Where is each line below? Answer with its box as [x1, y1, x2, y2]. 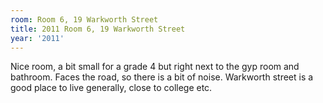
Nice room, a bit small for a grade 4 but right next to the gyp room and [10, 61, 300, 73]
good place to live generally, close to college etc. [10, 82, 213, 94]
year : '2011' [10, 33, 65, 43]
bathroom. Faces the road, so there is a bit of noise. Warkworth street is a [10, 71, 314, 83]
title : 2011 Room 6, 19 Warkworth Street [10, 24, 186, 34]
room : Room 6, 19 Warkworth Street [10, 14, 159, 25]
